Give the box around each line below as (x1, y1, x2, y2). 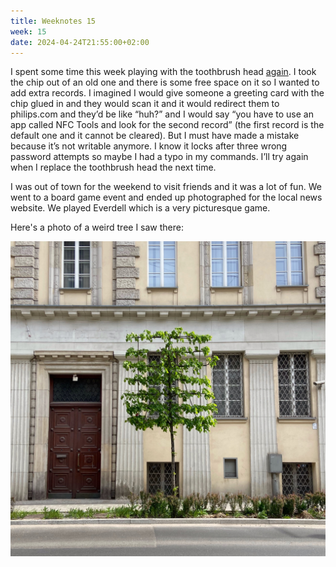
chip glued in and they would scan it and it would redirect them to (10, 98, 280, 110)
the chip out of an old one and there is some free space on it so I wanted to (10, 76, 320, 89)
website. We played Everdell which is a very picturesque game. (10, 202, 271, 214)
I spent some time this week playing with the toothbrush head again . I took (10, 66, 317, 78)
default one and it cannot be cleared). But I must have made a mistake (10, 130, 300, 142)
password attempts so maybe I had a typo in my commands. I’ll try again (10, 151, 309, 163)
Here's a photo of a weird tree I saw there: (10, 221, 184, 234)
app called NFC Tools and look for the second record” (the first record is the (10, 119, 325, 131)
